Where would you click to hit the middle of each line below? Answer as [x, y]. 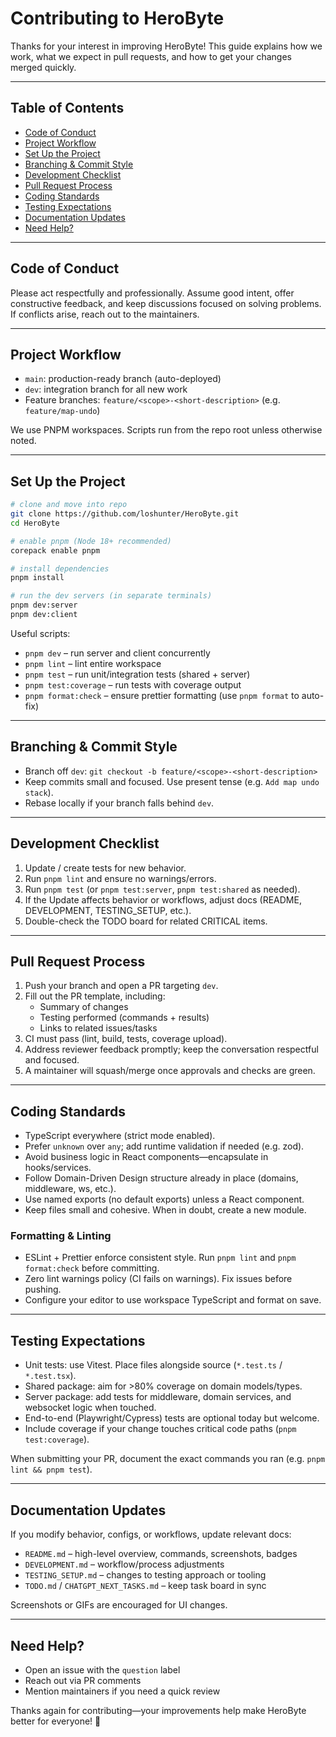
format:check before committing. [92, 1268]
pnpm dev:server [44, 605]
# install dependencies [60, 568]
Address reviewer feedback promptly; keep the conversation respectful [171, 1049]
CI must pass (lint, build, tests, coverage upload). [126, 1039]
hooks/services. [58, 1168]
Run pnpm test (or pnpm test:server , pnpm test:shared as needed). [162, 889]
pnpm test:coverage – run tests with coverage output [133, 684]
